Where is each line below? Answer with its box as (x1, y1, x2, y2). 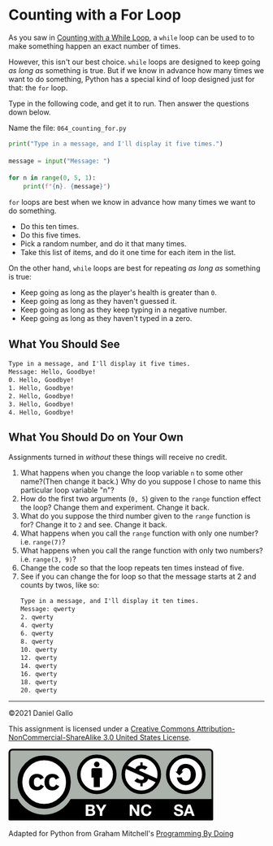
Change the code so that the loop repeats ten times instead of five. (19, 562, 245, 572)
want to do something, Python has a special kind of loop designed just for (8, 74, 255, 84)
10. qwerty (19, 645, 58, 653)
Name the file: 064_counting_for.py (8, 123, 127, 132)
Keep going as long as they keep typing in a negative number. (19, 305, 227, 315)
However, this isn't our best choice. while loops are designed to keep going (8, 57, 261, 67)
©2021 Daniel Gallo (8, 708, 73, 718)
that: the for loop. (8, 83, 68, 93)
